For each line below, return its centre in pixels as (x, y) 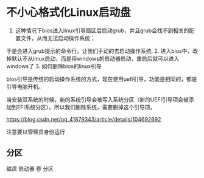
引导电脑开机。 (25, 86)
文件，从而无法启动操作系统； (58, 38)
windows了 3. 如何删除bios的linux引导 (54, 66)
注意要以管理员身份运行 (36, 132)
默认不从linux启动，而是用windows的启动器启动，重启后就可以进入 (95, 58)
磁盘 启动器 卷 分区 (30, 168)
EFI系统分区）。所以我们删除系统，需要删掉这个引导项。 (86, 107)
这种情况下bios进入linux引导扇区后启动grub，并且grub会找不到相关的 (102, 30)
